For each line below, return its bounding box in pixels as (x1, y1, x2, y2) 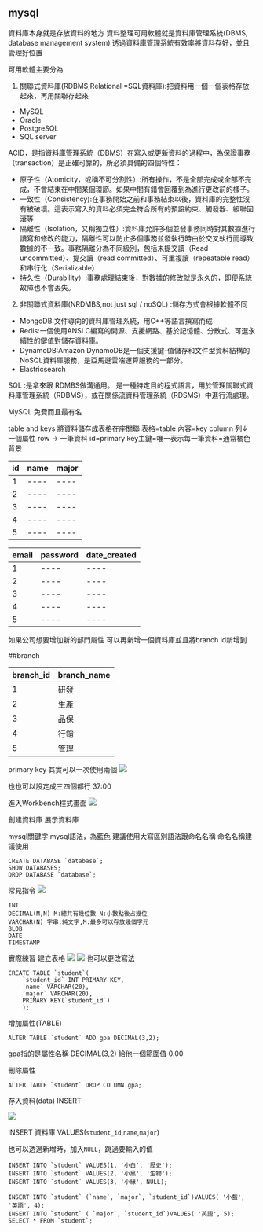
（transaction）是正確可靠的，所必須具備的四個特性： (8, 157, 182, 167)
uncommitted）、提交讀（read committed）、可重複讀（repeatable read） (19, 253, 254, 263)
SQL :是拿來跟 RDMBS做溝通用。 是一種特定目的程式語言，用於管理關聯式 (8, 381, 247, 390)
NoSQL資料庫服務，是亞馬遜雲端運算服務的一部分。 (19, 355, 188, 365)
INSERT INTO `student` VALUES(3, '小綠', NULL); (8, 1178, 168, 1186)
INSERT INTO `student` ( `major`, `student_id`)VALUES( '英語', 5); (8, 1210, 235, 1218)
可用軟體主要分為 (8, 64, 64, 74)
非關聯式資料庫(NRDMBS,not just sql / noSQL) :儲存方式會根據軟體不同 (19, 299, 248, 309)
